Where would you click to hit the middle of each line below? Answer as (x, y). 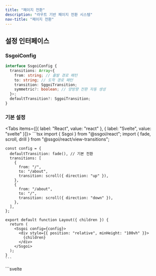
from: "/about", (35, 189)
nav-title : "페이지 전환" (30, 19)
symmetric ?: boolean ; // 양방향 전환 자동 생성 (60, 89)
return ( (19, 225)
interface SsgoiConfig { (31, 66)
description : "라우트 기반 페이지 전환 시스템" (49, 15)
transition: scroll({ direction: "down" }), (66, 198)
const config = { (23, 149)
